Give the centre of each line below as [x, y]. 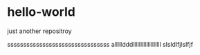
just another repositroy [39, 31]
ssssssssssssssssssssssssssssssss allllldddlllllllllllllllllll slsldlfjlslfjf [100, 44]
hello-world [42, 12]
